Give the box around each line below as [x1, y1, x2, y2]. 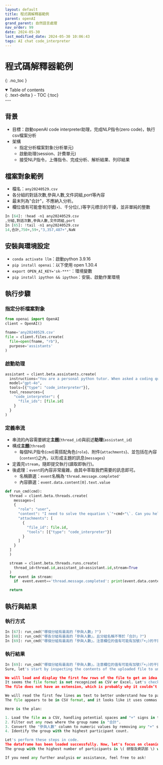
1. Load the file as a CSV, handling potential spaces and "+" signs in [5, 715, 155, 720]
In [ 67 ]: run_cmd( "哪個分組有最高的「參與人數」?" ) [5, 629, 101, 634]
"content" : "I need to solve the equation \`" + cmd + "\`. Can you [17, 512, 151, 516]
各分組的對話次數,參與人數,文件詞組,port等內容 [12, 192, 105, 198]
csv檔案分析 [12, 132, 37, 138]
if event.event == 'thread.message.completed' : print [14, 579, 123, 584]
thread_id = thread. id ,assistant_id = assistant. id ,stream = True [14, 565, 138, 570]
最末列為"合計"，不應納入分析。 [12, 198, 76, 204]
